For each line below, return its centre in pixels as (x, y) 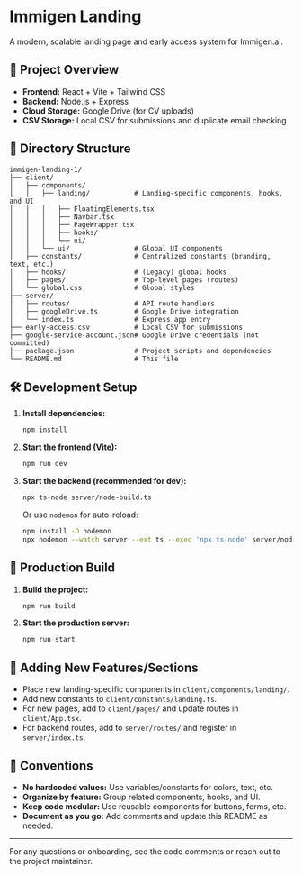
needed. (38, 825)
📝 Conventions (51, 766)
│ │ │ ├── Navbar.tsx (62, 217)
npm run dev (44, 464)
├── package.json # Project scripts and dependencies (140, 351)
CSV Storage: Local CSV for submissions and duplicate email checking (154, 120)
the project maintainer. (51, 861)
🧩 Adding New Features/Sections (104, 667)
